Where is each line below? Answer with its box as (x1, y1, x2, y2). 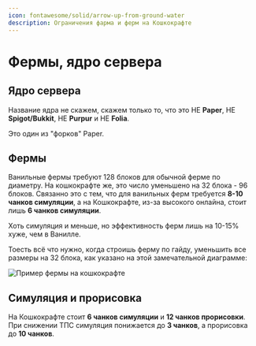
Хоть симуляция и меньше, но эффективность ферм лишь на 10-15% (8, 221, 239, 231)
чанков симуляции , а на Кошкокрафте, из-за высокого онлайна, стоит (8, 198, 247, 207)
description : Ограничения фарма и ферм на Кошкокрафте (8, 19, 192, 27)
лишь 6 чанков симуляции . (8, 206, 102, 215)
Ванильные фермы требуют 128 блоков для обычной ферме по (8, 173, 221, 182)
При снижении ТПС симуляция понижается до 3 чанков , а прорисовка (8, 321, 248, 330)
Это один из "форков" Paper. (8, 128, 105, 138)
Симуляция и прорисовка (8, 291, 142, 304)
